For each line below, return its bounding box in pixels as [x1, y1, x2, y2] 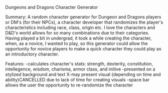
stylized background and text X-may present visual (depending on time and [5, 71, 161, 77]
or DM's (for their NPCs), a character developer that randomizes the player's [5, 19, 163, 25]
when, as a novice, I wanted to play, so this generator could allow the [5, 40, 148, 46]
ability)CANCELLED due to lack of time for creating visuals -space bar [5, 77, 150, 82]
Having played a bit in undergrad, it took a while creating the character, [5, 35, 152, 41]
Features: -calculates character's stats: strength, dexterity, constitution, [5, 61, 153, 66]
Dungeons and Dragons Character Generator [5, 4, 98, 10]
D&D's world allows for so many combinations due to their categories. [5, 30, 149, 35]
